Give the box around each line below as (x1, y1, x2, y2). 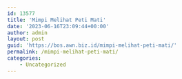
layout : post (7, 36, 45, 43)
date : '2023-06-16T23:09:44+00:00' (7, 23, 110, 30)
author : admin (7, 29, 48, 36)
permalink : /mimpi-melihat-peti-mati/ (7, 49, 119, 56)
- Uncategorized (19, 61, 67, 68)
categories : (7, 55, 41, 62)
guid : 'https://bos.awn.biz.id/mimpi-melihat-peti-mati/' (7, 42, 177, 49)
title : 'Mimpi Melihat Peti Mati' (7, 16, 107, 23)
